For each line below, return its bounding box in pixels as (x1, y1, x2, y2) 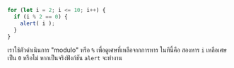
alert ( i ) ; (20, 20, 55, 27)
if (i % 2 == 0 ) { (13, 13, 69, 21)
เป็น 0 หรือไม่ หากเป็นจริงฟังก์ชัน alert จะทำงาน (7, 54, 122, 62)
